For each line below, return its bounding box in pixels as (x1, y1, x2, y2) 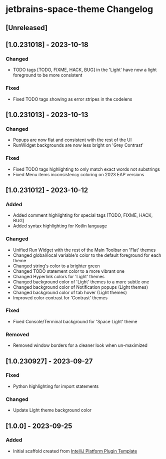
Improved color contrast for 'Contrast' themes (12, 294, 108, 301)
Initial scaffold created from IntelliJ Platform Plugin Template (12, 448, 137, 454)
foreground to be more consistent (12, 72, 82, 78)
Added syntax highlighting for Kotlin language (12, 223, 107, 229)
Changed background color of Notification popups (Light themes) (12, 284, 148, 290)
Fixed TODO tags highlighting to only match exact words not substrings (12, 166, 160, 172)
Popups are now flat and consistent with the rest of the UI (12, 137, 132, 143)
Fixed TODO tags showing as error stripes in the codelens (12, 96, 132, 102)
